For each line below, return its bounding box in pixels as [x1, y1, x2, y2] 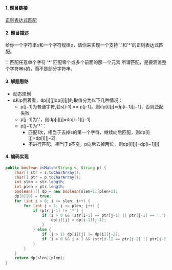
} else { [32, 227, 52, 232]
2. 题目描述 [5, 30, 29, 36]
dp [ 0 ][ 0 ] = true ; [14, 194, 52, 199]
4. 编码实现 [5, 153, 29, 160]
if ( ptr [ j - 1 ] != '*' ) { [32, 208, 83, 213]
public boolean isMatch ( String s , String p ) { [5, 165, 106, 170]
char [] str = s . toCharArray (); [14, 170, 81, 175]
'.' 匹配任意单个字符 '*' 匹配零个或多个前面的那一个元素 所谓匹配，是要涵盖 [5, 59, 162, 65]
